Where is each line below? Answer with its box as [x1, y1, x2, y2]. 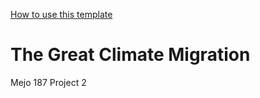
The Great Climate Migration [10, 44, 251, 66]
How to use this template [10, 9, 113, 20]
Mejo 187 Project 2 [10, 76, 87, 88]
